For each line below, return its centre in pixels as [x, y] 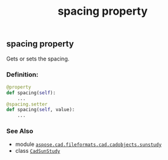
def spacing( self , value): [41, 110]
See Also [20, 131]
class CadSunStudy [38, 151]
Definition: [22, 75]
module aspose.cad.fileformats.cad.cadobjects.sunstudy [88, 144]
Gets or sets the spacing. [38, 59]
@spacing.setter [27, 104]
